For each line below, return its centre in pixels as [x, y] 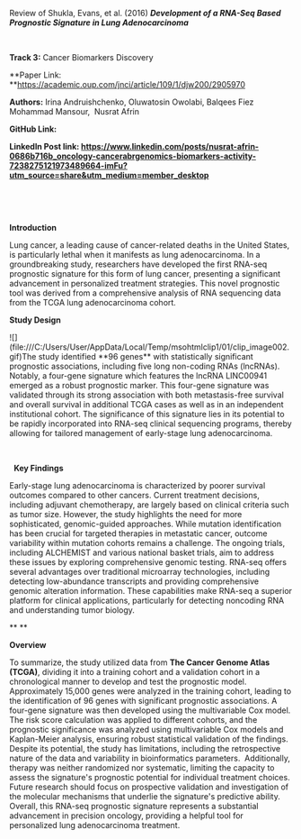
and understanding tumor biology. [72, 610]
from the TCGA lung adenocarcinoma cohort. [93, 302]
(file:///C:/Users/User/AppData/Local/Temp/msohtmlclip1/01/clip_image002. [150, 347]
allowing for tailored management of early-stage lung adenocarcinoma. [141, 433]
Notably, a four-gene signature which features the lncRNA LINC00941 [138, 376]
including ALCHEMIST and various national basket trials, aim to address [142, 552]
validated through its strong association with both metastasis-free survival [147, 395]
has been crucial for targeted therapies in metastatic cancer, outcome [138, 533]
